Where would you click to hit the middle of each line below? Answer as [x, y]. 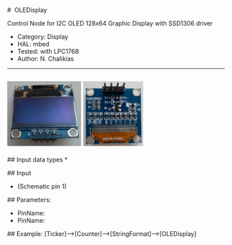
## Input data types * [37, 159]
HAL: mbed [33, 44]
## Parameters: [29, 199]
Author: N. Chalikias [46, 59]
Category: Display [43, 37]
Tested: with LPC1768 [48, 51]
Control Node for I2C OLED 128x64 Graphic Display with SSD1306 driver [110, 23]
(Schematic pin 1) [42, 186]
